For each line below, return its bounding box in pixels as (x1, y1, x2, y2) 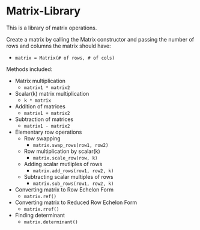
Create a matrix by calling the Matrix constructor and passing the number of (6, 36, 195, 43)
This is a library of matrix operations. (6, 24, 97, 31)
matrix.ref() (23, 193, 57, 199)
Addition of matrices (14, 102, 66, 110)
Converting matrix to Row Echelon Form (14, 185, 114, 193)
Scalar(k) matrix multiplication (14, 90, 89, 97)
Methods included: (6, 65, 53, 73)
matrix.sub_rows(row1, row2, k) (32, 181, 114, 187)
